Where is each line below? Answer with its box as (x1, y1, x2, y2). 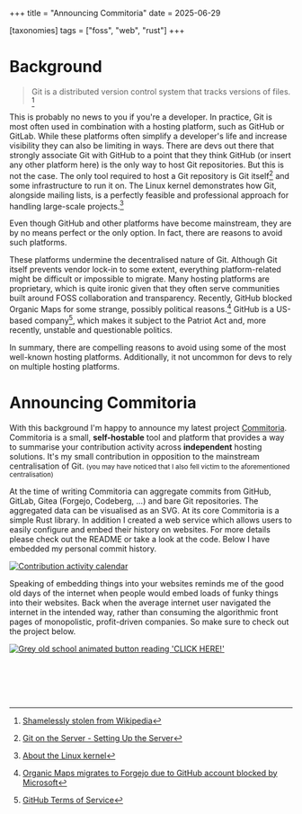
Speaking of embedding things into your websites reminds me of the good (9, 577, 285, 588)
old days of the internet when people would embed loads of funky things (9, 587, 279, 598)
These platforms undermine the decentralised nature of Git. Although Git (9, 255, 278, 265)
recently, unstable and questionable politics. (9, 324, 173, 335)
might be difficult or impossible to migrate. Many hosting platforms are (9, 273, 271, 284)
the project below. (9, 625, 76, 637)
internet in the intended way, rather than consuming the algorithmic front (9, 606, 279, 617)
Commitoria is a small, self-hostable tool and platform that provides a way (9, 432, 285, 443)
